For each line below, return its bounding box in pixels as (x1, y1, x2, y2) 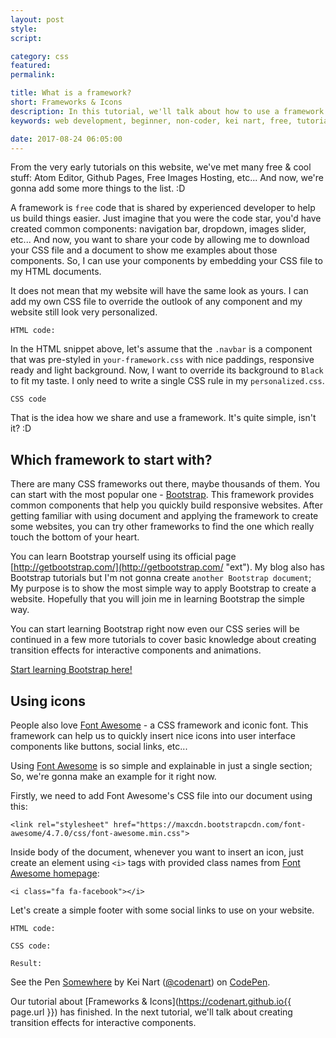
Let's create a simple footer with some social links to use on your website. (10, 904, 315, 916)
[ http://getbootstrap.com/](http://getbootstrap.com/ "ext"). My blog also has (10, 561, 325, 573)
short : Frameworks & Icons (10, 97, 123, 107)
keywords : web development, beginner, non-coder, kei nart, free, (10, 116, 293, 126)
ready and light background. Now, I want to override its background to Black (10, 364, 324, 376)
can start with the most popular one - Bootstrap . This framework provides (10, 489, 315, 501)
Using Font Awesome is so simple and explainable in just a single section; (10, 760, 313, 771)
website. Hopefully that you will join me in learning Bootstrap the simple (10, 593, 305, 605)
